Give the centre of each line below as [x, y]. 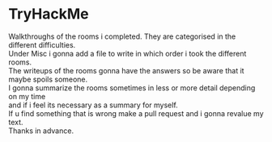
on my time [27, 96]
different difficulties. [42, 44]
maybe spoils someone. [48, 79]
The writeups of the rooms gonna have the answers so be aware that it [126, 70]
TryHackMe [49, 14]
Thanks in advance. [41, 131]
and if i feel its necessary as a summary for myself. [93, 105]
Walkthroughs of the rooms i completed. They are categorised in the [122, 36]
